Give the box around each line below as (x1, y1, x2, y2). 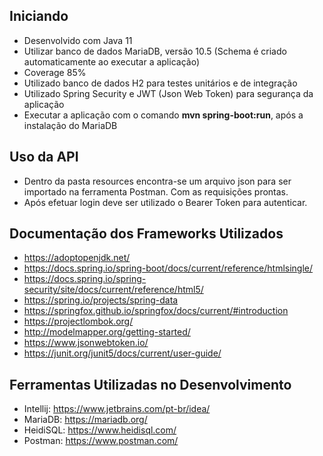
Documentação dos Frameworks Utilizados (9, 225, 284, 243)
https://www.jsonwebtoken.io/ (23, 337, 149, 349)
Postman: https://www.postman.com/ (23, 435, 179, 447)
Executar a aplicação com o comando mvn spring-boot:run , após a (23, 109, 304, 121)
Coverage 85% (23, 66, 87, 78)
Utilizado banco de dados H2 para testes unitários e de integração (23, 77, 298, 89)
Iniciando (9, 8, 69, 25)
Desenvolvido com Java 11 (23, 34, 133, 46)
